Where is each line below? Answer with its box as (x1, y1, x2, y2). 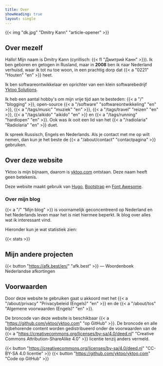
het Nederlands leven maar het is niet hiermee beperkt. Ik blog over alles (5, 212, 151, 218)
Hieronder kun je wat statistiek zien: (5, 227, 77, 232)
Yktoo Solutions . (5, 87, 38, 93)
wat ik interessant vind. (5, 217, 52, 223)
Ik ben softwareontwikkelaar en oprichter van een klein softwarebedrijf (5, 81, 147, 88)
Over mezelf (5, 43, 43, 52)
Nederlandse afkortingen (5, 269, 55, 274)
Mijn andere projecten (5, 250, 73, 258)
